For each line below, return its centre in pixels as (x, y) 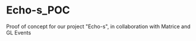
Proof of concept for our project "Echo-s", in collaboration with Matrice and (99, 26)
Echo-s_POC (38, 10)
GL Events (19, 32)
